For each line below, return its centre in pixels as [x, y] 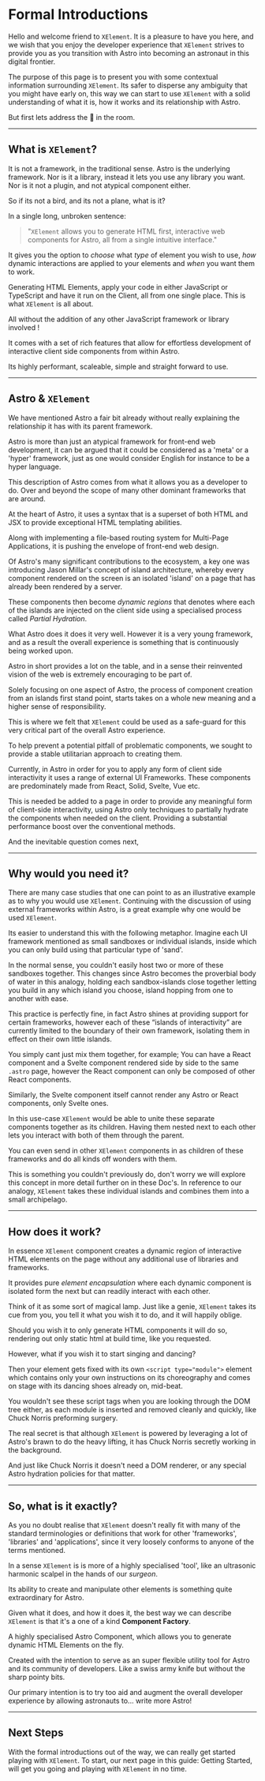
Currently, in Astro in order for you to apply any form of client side [115, 769]
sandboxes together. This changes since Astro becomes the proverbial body [132, 973]
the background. [35, 1450]
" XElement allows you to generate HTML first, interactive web [126, 231]
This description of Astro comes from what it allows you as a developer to [128, 482]
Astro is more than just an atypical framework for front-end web [112, 441]
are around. [27, 498]
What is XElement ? [52, 150]
